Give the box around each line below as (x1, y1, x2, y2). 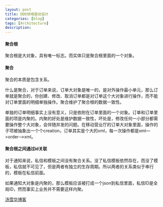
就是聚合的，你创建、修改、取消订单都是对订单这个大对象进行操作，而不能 (9, 93, 158, 99)
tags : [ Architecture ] (5, 20, 49, 26)
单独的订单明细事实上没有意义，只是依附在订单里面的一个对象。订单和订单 (5, 109, 154, 115)
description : (5, 25, 32, 30)
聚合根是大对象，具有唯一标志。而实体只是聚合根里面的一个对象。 (5, 53, 137, 58)
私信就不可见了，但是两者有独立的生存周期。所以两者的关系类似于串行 (13, 164, 154, 169)
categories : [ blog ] (5, 16, 45, 21)
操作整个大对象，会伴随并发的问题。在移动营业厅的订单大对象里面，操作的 (9, 121, 158, 127)
